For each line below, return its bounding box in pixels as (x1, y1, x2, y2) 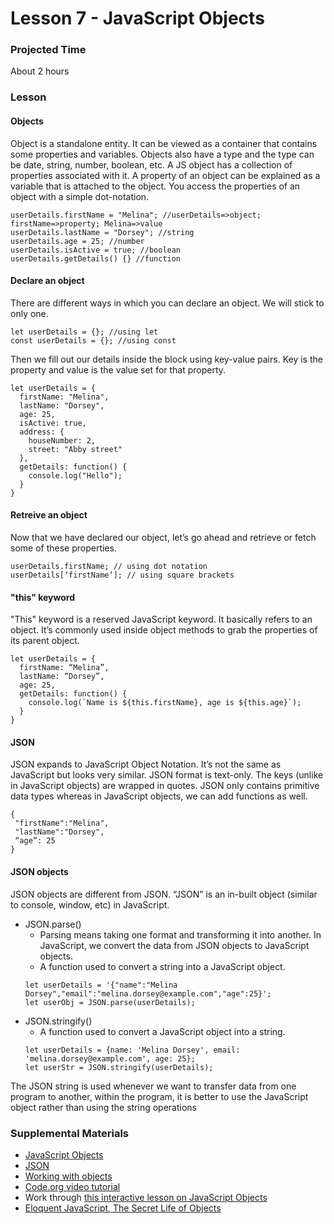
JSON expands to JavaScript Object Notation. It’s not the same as (10, 758, 282, 771)
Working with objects (24, 1170, 113, 1182)
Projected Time (10, 43, 87, 57)
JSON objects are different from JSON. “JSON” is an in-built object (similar (10, 888, 318, 900)
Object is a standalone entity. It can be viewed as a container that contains (10, 137, 318, 149)
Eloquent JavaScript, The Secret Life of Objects (24, 1202, 222, 1214)
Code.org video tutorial (24, 1180, 121, 1192)
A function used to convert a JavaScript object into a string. (39, 1025, 286, 1037)
